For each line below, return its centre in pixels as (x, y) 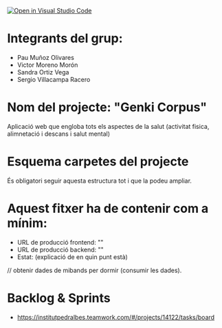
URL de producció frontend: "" (60, 242)
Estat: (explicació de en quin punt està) (73, 257)
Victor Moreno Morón (47, 65)
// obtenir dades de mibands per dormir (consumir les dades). (95, 270)
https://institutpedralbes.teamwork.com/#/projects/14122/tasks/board (116, 317)
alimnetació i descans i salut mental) (59, 134)
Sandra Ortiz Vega (43, 72)
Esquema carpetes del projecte (98, 162)
